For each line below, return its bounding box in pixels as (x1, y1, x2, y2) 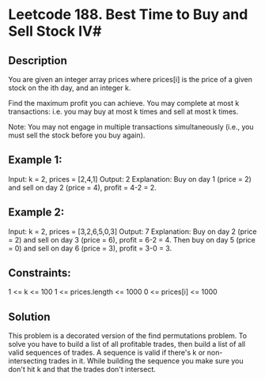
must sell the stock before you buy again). (8, 130, 146, 140)
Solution (8, 310, 51, 323)
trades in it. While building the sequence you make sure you (48, 356, 244, 366)
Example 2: (8, 205, 65, 219)
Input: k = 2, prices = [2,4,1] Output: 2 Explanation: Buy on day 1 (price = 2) (8, 174, 252, 183)
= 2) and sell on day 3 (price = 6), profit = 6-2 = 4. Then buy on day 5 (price (8, 235, 256, 244)
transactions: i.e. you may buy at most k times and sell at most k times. (8, 107, 239, 116)
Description (8, 54, 67, 67)
